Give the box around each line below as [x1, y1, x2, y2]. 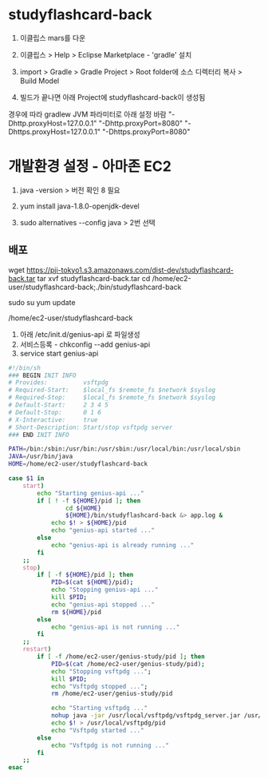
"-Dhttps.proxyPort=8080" [102, 126, 191, 137]
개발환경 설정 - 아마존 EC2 [8, 157, 171, 176]
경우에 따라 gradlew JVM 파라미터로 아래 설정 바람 [8, 109, 167, 119]
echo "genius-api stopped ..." [50, 601, 156, 609]
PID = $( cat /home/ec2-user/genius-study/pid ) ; [50, 660, 205, 668]
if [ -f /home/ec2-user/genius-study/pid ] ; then [37, 653, 205, 661]
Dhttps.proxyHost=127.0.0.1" [8, 126, 101, 137]
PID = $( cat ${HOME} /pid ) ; [50, 578, 134, 586]
